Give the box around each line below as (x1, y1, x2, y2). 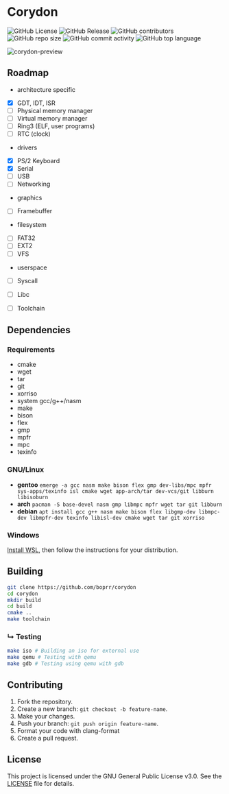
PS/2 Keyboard (16, 157, 60, 165)
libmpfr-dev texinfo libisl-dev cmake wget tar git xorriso (29, 514, 205, 521)
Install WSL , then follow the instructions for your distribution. (7, 546, 178, 554)
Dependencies (7, 324, 71, 336)
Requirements (7, 345, 56, 354)
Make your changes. (16, 712, 75, 720)
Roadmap (7, 67, 49, 79)
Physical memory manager (16, 106, 93, 115)
